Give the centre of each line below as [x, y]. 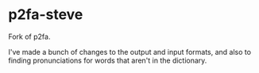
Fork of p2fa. [29, 36]
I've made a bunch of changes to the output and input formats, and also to [130, 52]
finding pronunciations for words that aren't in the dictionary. [108, 60]
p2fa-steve [46, 15]
